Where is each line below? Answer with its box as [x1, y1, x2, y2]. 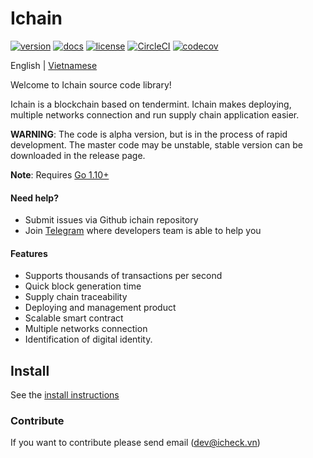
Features [10, 247, 48, 259]
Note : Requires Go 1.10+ [10, 168, 110, 181]
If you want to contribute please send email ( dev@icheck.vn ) [10, 437, 261, 449]
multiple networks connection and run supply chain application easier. [10, 108, 300, 121]
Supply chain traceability [24, 291, 128, 303]
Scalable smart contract [24, 312, 124, 324]
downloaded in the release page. [10, 149, 146, 161]
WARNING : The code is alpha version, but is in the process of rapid [10, 128, 288, 140]
